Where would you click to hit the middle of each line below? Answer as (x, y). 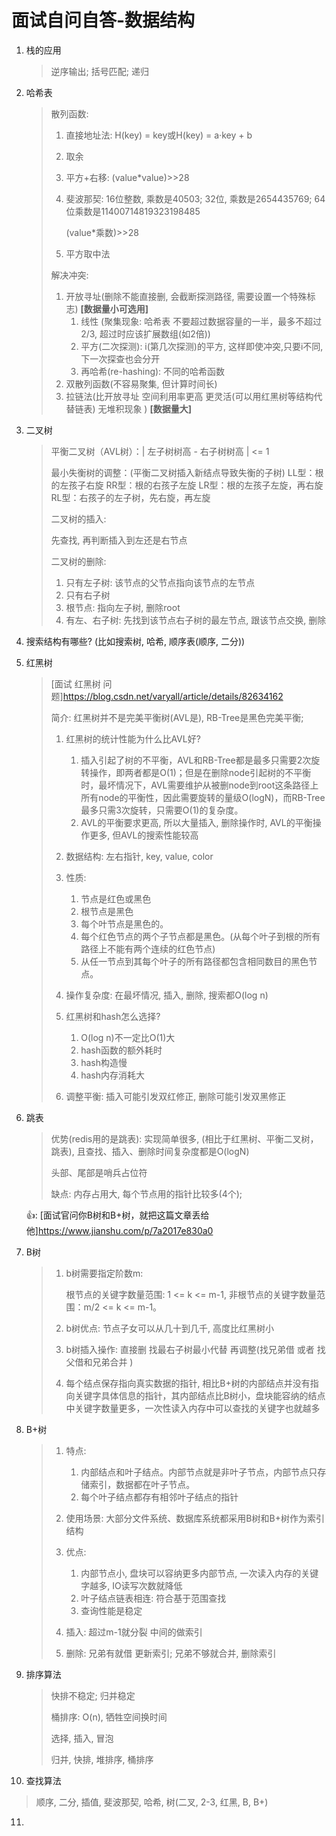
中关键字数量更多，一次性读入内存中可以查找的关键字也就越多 (193, 1408)
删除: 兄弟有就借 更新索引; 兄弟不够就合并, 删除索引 (171, 1653)
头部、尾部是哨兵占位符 (99, 1172)
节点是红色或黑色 (116, 898)
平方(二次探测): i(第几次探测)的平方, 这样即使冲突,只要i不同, (202, 346)
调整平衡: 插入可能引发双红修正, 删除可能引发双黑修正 (176, 1096)
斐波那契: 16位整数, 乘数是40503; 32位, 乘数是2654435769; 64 (195, 198)
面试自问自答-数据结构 (103, 20)
